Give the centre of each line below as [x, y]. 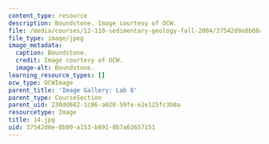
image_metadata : [35, 46]
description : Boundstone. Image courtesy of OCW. [93, 23]
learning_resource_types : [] [57, 75]
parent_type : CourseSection [55, 98]
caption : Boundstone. [52, 53]
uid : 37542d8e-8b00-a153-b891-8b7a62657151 [82, 127]
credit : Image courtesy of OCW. [70, 61]
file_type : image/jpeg [46, 38]
